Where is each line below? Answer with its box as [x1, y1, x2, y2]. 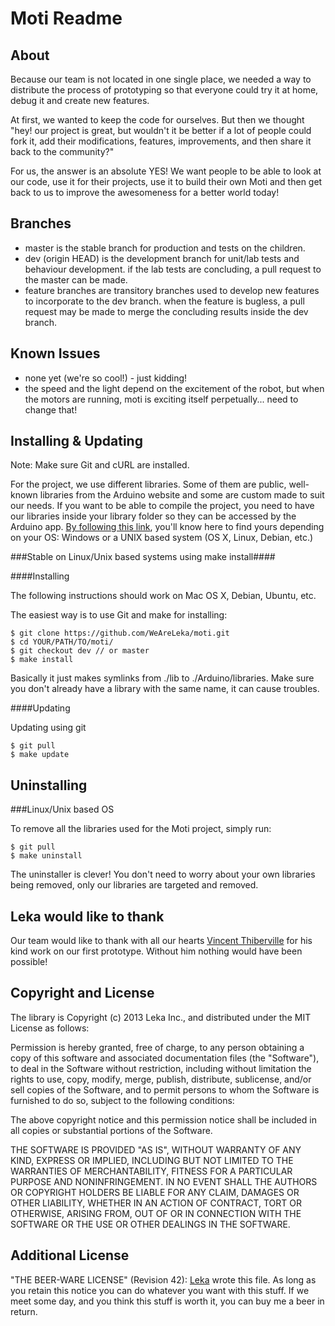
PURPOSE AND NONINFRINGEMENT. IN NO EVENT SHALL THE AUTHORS [10, 1175, 318, 1187]
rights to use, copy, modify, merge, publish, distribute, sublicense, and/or [10, 1073, 312, 1085]
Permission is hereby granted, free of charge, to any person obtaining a [10, 1041, 305, 1053]
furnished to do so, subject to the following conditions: [10, 1094, 235, 1106]
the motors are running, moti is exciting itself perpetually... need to [24, 393, 299, 405]
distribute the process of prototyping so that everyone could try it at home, [10, 84, 319, 96]
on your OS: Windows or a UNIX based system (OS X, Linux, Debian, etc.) [10, 532, 314, 544]
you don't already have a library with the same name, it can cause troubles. [10, 683, 320, 695]
